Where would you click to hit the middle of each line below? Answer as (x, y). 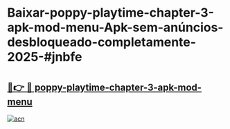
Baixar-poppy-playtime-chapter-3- (111, 13)
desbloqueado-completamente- (101, 42)
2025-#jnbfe (45, 57)
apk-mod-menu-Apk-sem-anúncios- (115, 27)
